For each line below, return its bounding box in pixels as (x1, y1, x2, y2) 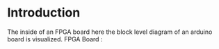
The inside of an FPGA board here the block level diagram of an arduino (7, 28, 213, 36)
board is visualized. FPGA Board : (7, 35, 103, 43)
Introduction (7, 5, 81, 21)
